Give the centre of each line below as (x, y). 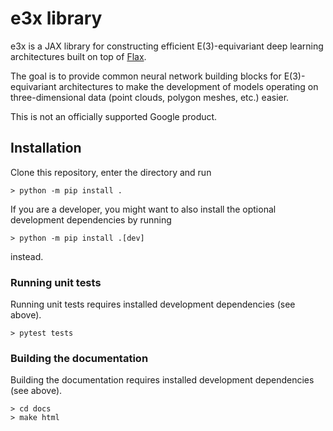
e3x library (56, 18)
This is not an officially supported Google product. (114, 116)
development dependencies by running (91, 219)
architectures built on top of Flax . (78, 56)
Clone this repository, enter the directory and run (111, 172)
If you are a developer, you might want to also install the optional (143, 209)
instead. (27, 256)
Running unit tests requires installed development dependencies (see (153, 304)
